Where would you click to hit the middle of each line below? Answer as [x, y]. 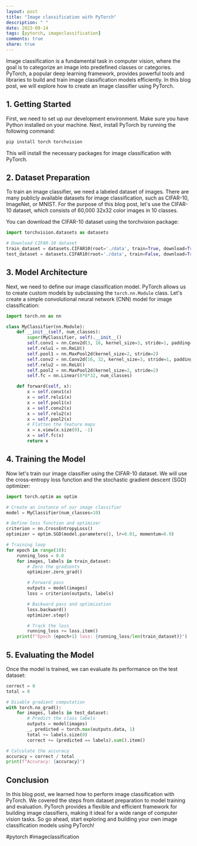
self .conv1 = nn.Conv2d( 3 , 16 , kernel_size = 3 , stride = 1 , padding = [110, 343]
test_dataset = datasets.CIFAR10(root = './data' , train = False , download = [97, 254]
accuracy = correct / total [40, 756]
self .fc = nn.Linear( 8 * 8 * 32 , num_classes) [80, 376]
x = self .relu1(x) [50, 397]
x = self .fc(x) [46, 436]
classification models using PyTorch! [50, 825]
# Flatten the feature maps [61, 424]
